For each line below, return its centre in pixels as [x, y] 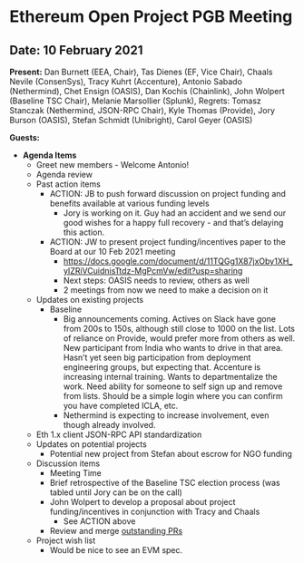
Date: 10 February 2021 [76, 50]
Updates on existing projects [89, 300]
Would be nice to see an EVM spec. [116, 550]
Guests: [25, 137]
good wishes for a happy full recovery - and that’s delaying [173, 223]
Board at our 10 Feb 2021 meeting [113, 252]
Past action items [69, 184]
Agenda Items [49, 155]
